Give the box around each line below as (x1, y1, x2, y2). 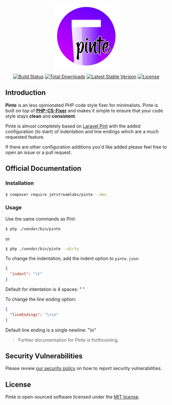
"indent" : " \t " (10, 271, 43, 277)
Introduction (5, 88, 46, 97)
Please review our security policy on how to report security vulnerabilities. (5, 365, 162, 372)
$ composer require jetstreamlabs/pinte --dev (5, 192, 107, 197)
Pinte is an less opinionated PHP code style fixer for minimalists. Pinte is (5, 102, 158, 108)
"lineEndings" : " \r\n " (10, 312, 59, 317)
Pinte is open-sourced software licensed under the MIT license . (5, 394, 140, 400)
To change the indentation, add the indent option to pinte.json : (5, 255, 140, 262)
